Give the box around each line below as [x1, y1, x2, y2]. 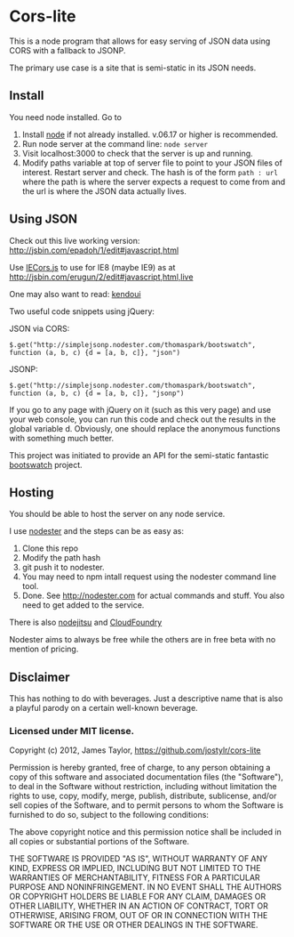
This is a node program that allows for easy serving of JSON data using [9, 36, 271, 46]
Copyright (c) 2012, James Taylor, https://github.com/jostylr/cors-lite [9, 745, 261, 755]
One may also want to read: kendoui [9, 288, 141, 299]
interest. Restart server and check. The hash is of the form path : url [21, 166, 278, 177]
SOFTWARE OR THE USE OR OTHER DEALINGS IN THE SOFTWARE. [9, 919, 258, 931]
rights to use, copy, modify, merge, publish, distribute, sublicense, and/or [9, 790, 277, 802]
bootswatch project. [9, 459, 83, 470]
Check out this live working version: [9, 235, 140, 246]
